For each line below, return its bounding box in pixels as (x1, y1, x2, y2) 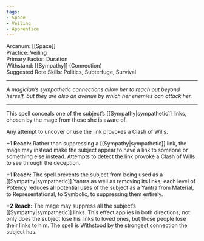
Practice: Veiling (6, 49, 47, 57)
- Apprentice (6, 26, 39, 32)
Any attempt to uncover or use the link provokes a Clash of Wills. (6, 128, 168, 136)
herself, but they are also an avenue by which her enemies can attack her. (6, 93, 192, 100)
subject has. (6, 228, 37, 236)
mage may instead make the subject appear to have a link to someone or (6, 147, 188, 154)
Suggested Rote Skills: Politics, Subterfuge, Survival (6, 68, 137, 76)
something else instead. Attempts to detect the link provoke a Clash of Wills (6, 153, 195, 160)
